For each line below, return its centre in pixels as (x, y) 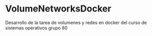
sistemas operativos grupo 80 (36, 27)
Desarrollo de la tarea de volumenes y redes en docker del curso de (76, 22)
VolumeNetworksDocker (58, 9)
